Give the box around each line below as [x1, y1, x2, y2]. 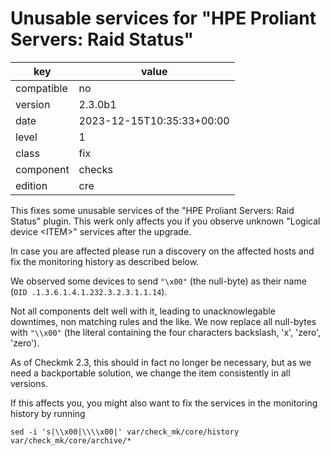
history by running [10, 407, 86, 419]
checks [78, 162, 113, 176]
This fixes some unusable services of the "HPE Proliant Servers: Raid [10, 204, 295, 216]
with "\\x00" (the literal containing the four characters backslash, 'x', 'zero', [10, 326, 322, 338]
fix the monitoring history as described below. [10, 255, 200, 267]
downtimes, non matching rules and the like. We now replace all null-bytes [10, 315, 317, 327]
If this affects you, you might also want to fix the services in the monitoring [10, 397, 318, 409]
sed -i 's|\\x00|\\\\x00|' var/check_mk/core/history [10, 427, 240, 437]
